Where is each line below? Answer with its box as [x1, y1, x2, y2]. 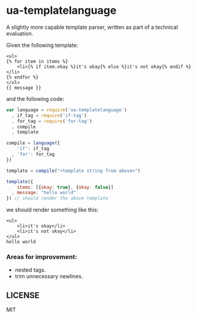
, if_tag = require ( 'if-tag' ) [11, 112, 87, 118]
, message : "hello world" [11, 190, 77, 196]
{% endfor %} [6, 74, 39, 80]
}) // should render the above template [6, 195, 109, 201]
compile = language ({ [6, 140, 60, 146]
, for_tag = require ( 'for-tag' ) [11, 118, 93, 124]
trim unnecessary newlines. [14, 273, 83, 280]
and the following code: [6, 95, 65, 102]
